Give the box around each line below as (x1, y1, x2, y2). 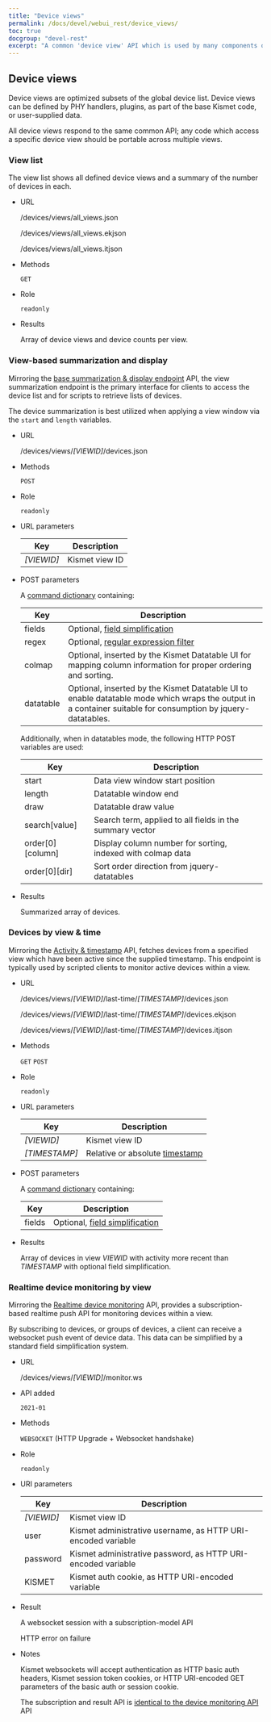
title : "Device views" (8, 11, 85, 20)
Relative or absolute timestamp (85, 1147, 203, 1159)
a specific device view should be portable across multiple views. (8, 134, 223, 144)
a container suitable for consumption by (68, 703, 219, 714)
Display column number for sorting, (94, 837, 227, 848)
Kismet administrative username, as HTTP (69, 1525, 229, 1536)
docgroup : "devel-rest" (8, 34, 89, 43)
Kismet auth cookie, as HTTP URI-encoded (69, 1571, 234, 1582)
